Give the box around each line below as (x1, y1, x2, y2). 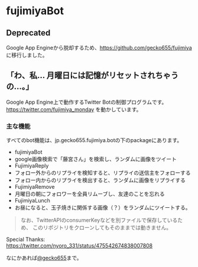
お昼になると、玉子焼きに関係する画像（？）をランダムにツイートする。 (14, 204, 191, 211)
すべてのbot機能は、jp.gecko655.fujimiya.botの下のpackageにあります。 (6, 137, 183, 144)
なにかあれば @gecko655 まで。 (6, 255, 82, 262)
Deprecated (6, 28, 51, 38)
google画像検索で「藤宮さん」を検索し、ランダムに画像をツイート (14, 156, 177, 163)
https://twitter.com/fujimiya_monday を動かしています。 (6, 105, 142, 113)
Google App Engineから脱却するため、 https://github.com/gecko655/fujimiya (6, 44, 192, 51)
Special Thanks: (6, 236, 46, 243)
